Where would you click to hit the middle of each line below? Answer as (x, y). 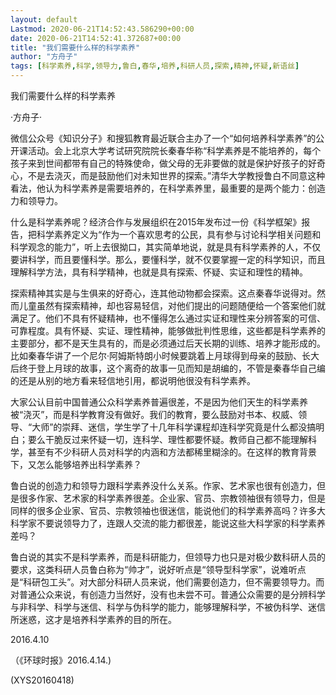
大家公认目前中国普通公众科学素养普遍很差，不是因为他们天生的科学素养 (159, 402)
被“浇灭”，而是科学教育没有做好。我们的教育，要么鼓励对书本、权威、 (154, 414)
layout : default (44, 19)
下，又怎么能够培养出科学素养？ (76, 464)
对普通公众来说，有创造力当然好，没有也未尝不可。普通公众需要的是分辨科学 (168, 594)
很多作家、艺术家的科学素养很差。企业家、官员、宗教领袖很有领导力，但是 (172, 498)
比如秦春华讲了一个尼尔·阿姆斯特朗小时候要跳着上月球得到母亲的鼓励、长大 (165, 355)
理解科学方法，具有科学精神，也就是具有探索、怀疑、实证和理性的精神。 (159, 272)
